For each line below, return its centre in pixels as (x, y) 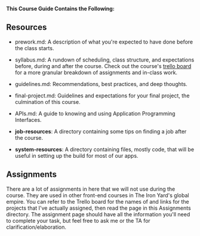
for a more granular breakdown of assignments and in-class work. (96, 72)
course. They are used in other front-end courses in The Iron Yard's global (98, 195)
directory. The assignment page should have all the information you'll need (98, 214)
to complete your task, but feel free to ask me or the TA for (78, 220)
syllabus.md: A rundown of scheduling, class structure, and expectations (104, 60)
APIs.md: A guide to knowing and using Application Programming (95, 114)
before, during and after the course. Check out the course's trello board (103, 66)
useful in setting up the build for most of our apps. (76, 155)
